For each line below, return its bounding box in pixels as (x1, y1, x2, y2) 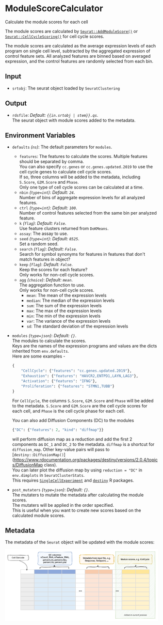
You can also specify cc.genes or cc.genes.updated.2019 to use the (19, 164, 153, 170)
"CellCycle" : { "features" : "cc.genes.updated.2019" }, (21, 369, 132, 374)
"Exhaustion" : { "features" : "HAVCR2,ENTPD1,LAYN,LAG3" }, (21, 374, 139, 378)
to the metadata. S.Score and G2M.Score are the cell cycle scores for (12, 403, 147, 408)
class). (44, 462, 57, 468)
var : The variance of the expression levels (26, 318, 111, 324)
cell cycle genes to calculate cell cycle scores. (19, 169, 113, 175)
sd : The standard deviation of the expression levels (26, 323, 129, 329)
